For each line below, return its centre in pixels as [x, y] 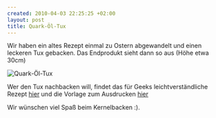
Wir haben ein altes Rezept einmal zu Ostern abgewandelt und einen [105, 46]
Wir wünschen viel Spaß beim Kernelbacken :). [73, 108]
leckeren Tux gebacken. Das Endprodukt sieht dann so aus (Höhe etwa [108, 53]
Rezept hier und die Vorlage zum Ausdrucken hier [78, 94]
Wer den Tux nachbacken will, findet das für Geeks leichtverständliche [108, 87]
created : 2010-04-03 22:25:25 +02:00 [61, 13]
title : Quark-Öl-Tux [37, 26]
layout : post [26, 20]
